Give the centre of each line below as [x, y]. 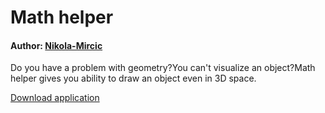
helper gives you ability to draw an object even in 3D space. [133, 78]
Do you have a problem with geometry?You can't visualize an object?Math [163, 68]
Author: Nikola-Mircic [56, 45]
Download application [55, 98]
